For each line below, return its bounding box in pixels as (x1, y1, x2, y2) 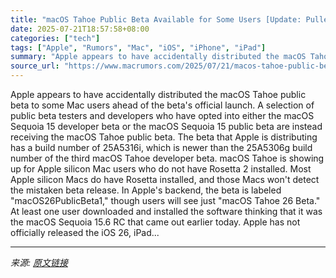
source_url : (10, 61, 60, 71)
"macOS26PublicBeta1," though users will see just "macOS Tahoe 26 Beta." (10, 195, 321, 206)
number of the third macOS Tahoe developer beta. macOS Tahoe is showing (10, 152, 325, 164)
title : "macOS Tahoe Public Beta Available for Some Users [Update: (10, 14, 302, 25)
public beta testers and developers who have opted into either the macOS (10, 110, 315, 121)
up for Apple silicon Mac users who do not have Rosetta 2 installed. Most (10, 163, 312, 175)
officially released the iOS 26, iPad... (10, 227, 160, 238)
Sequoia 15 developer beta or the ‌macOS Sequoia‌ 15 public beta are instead (10, 121, 323, 132)
